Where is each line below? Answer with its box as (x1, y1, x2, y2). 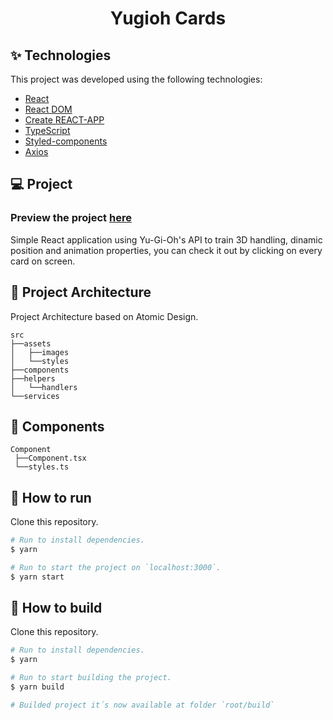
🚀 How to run (10, 489, 92, 506)
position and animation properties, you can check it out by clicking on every (10, 244, 323, 256)
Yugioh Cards (109, 7, 227, 30)
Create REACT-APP (24, 114, 105, 126)
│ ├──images (10, 347, 70, 357)
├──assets (10, 338, 52, 349)
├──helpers (10, 373, 56, 384)
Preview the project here (10, 211, 132, 225)
